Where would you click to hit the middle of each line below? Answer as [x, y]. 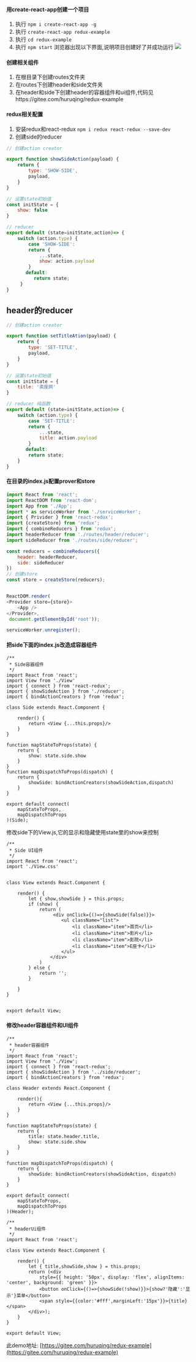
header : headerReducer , [48, 557]
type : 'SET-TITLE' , [53, 348]
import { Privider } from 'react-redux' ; [60, 517]
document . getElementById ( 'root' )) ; [54, 619]
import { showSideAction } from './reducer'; [65, 691]
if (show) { [44, 904]
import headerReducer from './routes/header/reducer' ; [78, 534]
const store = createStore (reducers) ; [56, 580]
